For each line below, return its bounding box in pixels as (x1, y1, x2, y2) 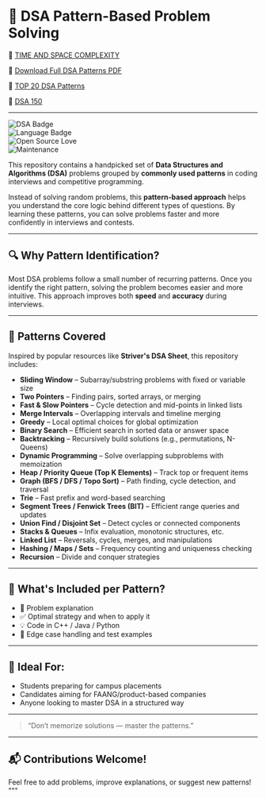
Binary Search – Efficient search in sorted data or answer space (19, 425, 230, 435)
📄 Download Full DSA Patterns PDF (8, 65, 123, 75)
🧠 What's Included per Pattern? (8, 582, 166, 596)
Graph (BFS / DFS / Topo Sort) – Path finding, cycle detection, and (19, 476, 236, 485)
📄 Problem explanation (19, 603, 93, 613)
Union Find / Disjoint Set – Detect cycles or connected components (19, 518, 241, 527)
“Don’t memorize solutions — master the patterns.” (27, 721, 194, 731)
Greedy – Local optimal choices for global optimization (19, 417, 199, 426)
